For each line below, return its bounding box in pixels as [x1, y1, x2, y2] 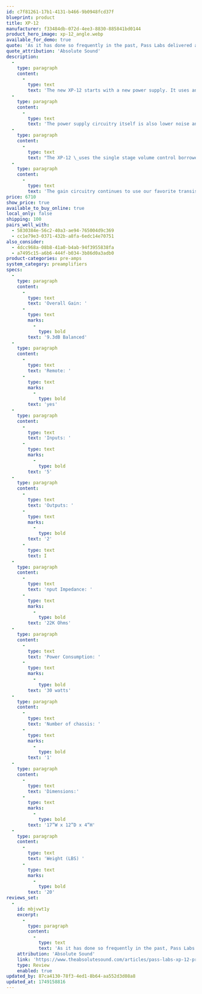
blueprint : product [6, 14, 55, 21]
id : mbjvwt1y [17, 906, 50, 912]
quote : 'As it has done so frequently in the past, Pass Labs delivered [6, 43, 192, 49]
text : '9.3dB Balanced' [28, 334, 87, 340]
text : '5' [28, 469, 52, 475]
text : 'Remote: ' [28, 367, 71, 374]
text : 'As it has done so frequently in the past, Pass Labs [38, 945, 195, 951]
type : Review [17, 962, 50, 968]
